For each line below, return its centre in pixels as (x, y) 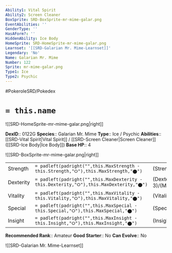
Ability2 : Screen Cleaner (33, 15)
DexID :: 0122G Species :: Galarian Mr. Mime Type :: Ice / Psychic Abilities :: (83, 134)
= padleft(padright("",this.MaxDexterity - (89, 180)
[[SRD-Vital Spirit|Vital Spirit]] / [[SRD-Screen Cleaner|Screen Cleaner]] (81, 139)
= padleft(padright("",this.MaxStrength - (87, 166)
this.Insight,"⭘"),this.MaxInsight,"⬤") (86, 223)
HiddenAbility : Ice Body (32, 39)
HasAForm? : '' (20, 34)
